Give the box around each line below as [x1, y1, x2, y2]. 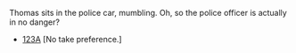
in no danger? [9, 17, 61, 27]
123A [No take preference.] [21, 34, 122, 44]
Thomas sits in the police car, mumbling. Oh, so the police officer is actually [9, 8, 287, 18]
